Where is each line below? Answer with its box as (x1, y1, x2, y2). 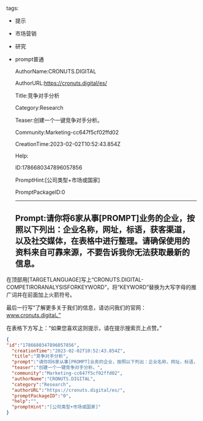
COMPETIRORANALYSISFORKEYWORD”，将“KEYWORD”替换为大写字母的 (6, 283, 192, 291)
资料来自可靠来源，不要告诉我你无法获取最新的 (14, 247, 190, 257)
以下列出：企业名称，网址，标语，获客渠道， (23, 225, 190, 235)
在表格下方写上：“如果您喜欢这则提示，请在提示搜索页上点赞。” (6, 324, 162, 331)
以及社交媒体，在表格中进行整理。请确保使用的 (14, 236, 190, 247)
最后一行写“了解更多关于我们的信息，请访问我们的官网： (6, 303, 147, 311)
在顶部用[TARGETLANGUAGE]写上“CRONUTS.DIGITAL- (6, 276, 144, 283)
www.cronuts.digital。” (6, 311, 62, 319)
